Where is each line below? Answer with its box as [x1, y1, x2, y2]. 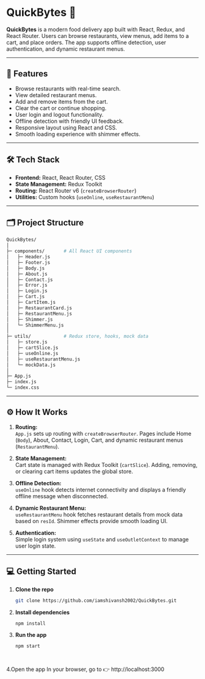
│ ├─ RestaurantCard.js [6, 305, 72, 311]
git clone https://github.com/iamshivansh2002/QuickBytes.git [15, 597, 177, 604]
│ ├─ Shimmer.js [6, 316, 53, 323]
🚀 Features [6, 68, 48, 79]
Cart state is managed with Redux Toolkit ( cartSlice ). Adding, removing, [15, 461, 198, 468]
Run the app [15, 631, 47, 639]
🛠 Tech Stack [6, 155, 60, 165]
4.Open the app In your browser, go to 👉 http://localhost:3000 [6, 666, 165, 673]
